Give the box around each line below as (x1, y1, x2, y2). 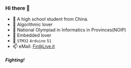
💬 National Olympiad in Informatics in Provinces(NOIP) (12, 27, 126, 33)
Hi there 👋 (5, 5, 30, 12)
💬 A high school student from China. (12, 16, 89, 22)
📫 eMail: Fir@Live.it (12, 43, 55, 50)
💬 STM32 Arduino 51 (12, 38, 52, 44)
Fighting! (5, 57, 25, 63)
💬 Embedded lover (12, 32, 52, 39)
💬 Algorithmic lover (12, 21, 53, 27)
